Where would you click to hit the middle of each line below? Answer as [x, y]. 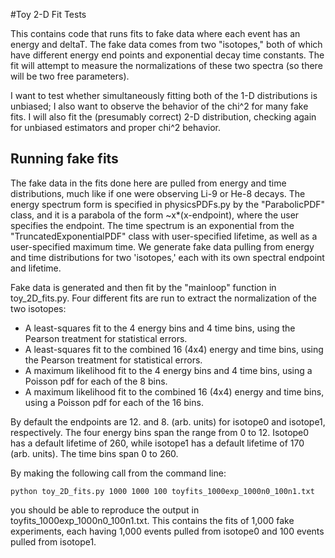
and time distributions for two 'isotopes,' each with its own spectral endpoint [167, 257]
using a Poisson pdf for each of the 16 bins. [114, 402]
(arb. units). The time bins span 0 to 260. [94, 453]
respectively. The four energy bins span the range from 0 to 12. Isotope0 [160, 432]
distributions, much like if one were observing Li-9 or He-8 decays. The [158, 193]
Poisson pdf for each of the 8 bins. [96, 381]
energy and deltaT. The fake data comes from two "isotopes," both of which [166, 44]
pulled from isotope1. [53, 541]
